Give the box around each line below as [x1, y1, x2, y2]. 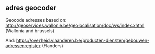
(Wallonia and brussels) [5, 27, 55, 34]
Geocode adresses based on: [5, 17, 67, 23]
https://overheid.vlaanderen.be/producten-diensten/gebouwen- [16, 37, 150, 43]
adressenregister [5, 42, 41, 49]
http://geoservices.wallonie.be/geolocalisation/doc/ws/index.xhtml [5, 22, 145, 28]
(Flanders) [42, 42, 63, 49]
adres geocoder [5, 4, 57, 12]
